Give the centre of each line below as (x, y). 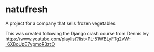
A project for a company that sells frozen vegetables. (61, 23)
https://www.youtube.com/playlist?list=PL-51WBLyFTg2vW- (68, 39)
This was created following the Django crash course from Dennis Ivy (77, 33)
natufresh (27, 9)
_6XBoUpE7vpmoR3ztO (30, 44)
